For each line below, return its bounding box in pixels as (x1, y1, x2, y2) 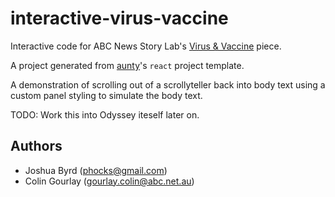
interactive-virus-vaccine (10, 7, 229, 30)
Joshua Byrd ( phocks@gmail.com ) (24, 164, 168, 176)
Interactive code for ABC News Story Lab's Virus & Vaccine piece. (10, 40, 282, 52)
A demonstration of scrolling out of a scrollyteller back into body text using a (10, 78, 326, 91)
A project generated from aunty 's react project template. (10, 59, 245, 71)
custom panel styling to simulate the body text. (10, 89, 203, 101)
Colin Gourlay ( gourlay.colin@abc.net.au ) (24, 175, 195, 187)
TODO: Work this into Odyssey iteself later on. (10, 108, 200, 121)
